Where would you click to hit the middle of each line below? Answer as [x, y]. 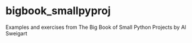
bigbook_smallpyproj [58, 11]
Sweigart [17, 33]
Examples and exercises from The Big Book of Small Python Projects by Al [96, 27]
